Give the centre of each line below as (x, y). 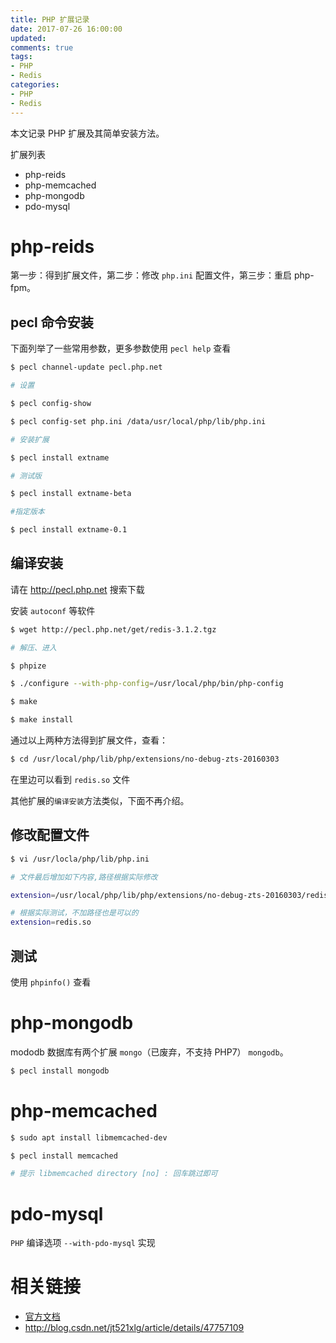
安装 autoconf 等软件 (53, 610)
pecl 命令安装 (52, 322)
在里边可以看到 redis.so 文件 (70, 779)
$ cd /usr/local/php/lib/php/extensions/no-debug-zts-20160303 (145, 759)
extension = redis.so (51, 922)
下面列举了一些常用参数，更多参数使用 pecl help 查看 (121, 348)
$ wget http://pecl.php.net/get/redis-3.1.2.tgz (113, 629)
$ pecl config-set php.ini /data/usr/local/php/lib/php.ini (138, 421)
